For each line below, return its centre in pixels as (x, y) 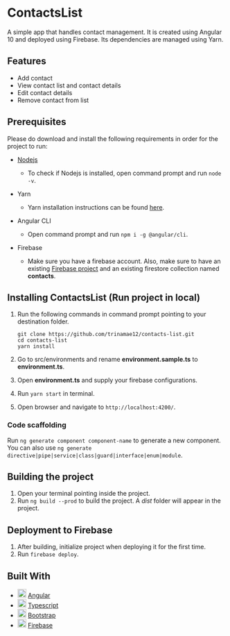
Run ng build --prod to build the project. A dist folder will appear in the (119, 501)
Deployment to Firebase (60, 530)
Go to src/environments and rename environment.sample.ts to (108, 360)
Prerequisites (37, 122)
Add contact (35, 78)
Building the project (51, 477)
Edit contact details (45, 92)
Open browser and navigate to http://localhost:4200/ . (96, 407)
